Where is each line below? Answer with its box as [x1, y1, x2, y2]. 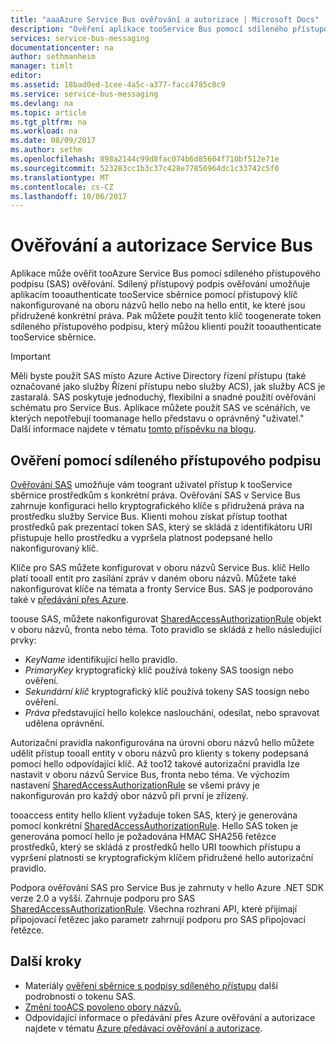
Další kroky [10, 953, 82, 970]
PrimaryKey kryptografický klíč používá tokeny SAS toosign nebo [24, 664, 294, 676]
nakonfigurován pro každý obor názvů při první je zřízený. [10, 790, 249, 801]
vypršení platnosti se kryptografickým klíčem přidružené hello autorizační [10, 852, 314, 863]
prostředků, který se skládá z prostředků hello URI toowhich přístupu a [10, 841, 302, 853]
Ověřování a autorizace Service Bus [10, 234, 313, 257]
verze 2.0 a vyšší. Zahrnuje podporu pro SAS [10, 892, 196, 904]
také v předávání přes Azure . [10, 594, 130, 605]
